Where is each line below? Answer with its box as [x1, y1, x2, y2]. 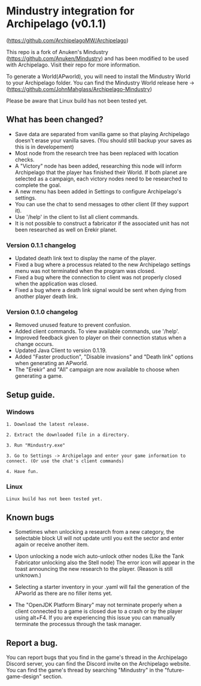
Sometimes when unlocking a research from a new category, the [14, 528, 175, 535]
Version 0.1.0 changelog [6, 308, 78, 316]
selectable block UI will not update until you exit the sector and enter [14, 535, 184, 542]
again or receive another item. [14, 541, 89, 548]
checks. [14, 156, 35, 163]
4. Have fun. [6, 469, 39, 475]
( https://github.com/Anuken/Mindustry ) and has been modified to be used [6, 55, 189, 62]
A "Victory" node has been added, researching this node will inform [14, 162, 182, 169]
